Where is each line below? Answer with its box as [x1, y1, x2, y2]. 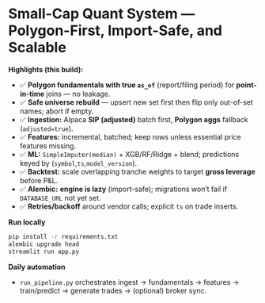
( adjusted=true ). [19, 124, 74, 133]
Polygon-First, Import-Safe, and [8, 21, 223, 40]
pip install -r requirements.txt [8, 232, 119, 240]
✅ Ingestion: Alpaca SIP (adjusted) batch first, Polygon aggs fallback [19, 114, 248, 124]
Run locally [8, 217, 46, 227]
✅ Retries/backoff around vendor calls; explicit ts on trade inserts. [19, 201, 239, 211]
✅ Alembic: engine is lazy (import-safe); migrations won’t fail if [19, 184, 228, 194]
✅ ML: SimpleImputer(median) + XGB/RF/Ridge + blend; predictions [19, 149, 240, 159]
